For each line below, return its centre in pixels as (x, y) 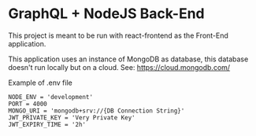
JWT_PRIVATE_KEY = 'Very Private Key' (72, 118)
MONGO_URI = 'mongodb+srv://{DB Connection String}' (96, 111)
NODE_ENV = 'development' (50, 97)
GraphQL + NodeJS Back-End (106, 14)
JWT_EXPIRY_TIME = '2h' (47, 124)
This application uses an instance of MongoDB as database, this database (128, 59)
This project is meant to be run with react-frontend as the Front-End (118, 35)
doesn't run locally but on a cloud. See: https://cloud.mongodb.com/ (119, 67)
